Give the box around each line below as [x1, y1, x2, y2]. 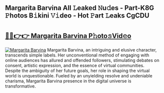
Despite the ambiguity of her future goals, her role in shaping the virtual [5, 68, 150, 74]
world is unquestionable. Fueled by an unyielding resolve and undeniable [5, 73, 153, 78]
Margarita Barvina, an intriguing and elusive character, [47, 47, 157, 53]
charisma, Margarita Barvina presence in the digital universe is [5, 78, 132, 84]
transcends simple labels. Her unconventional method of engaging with [5, 52, 150, 58]
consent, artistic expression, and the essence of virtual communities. [5, 63, 145, 68]
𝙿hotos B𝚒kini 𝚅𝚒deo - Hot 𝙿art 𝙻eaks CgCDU [5, 12, 150, 20]
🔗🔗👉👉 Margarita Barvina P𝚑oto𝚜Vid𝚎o [5, 32, 132, 40]
